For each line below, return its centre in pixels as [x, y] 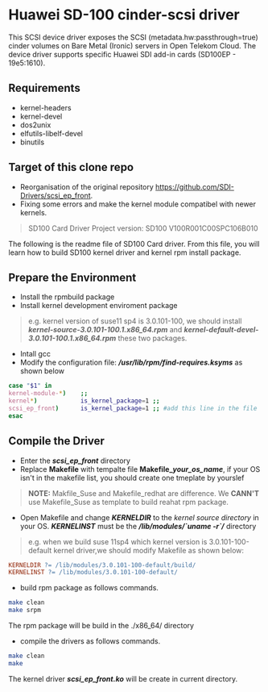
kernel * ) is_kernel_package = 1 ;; [84, 401]
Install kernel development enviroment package [99, 306]
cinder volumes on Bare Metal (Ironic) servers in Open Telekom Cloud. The [132, 45]
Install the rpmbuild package [67, 297]
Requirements [44, 88]
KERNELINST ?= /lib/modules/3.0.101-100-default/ [93, 573]
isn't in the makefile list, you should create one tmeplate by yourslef [132, 477]
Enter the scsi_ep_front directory [75, 461]
